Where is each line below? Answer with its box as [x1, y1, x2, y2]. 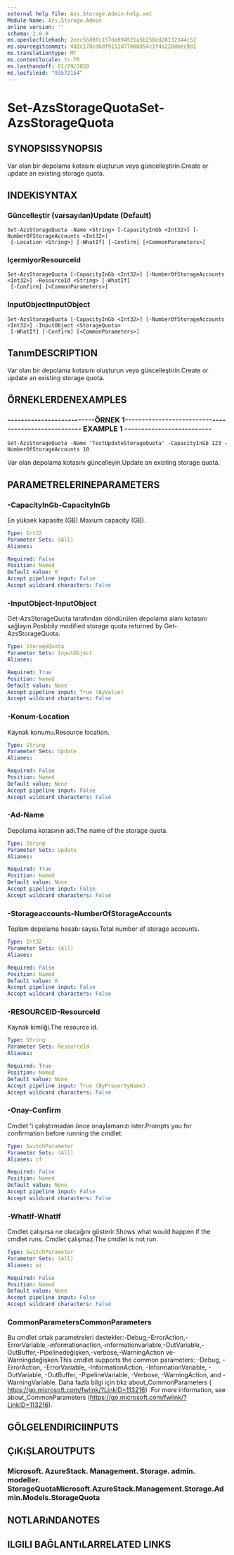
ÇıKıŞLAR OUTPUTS [7, 1445, 96, 1457]
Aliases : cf [7, 1156, 42, 1163]
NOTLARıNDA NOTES [7, 1514, 100, 1527]
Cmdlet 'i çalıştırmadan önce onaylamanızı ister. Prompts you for [7, 1121, 192, 1130]
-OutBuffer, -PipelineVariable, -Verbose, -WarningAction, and [44, 1371, 221, 1379]
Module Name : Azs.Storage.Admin [7, 17, 102, 24]
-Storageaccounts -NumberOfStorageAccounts [7, 908, 172, 918]
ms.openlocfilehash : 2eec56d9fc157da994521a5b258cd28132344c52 [7, 37, 197, 44]
